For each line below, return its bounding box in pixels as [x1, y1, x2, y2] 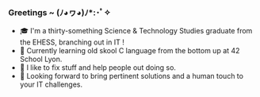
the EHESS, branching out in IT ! [19, 37, 124, 47]
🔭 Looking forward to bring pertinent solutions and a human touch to [19, 72, 244, 81]
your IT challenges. [19, 80, 83, 89]
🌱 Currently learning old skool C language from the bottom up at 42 [19, 46, 240, 56]
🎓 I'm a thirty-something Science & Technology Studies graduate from [19, 26, 253, 36]
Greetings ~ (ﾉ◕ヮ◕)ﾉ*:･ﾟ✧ [8, 6, 111, 17]
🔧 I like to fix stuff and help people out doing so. [19, 63, 177, 72]
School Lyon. [19, 54, 63, 64]
